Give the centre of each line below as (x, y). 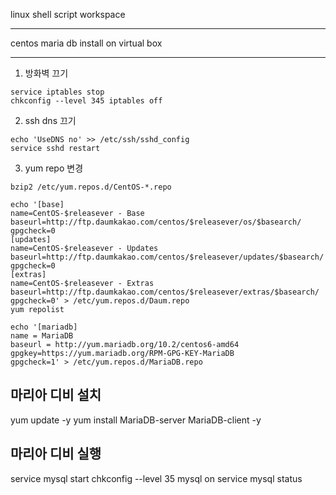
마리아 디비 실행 (56, 454)
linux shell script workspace (68, 14)
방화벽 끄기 (46, 73)
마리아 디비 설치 (56, 395)
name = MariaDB (42, 336)
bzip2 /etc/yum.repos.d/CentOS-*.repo (91, 187)
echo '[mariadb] (44, 327)
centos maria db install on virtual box (86, 43)
